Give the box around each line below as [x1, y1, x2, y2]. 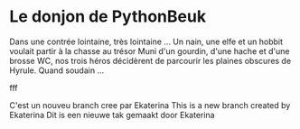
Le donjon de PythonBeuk [9, 6, 206, 27]
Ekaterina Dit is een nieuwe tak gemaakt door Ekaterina [9, 109, 215, 120]
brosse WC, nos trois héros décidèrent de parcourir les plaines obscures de [9, 55, 292, 66]
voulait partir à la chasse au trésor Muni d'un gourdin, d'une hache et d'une [9, 45, 290, 56]
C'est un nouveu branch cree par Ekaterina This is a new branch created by [9, 99, 291, 110]
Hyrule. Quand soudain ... [9, 65, 105, 76]
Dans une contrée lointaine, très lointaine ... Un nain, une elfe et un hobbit [9, 36, 283, 47]
